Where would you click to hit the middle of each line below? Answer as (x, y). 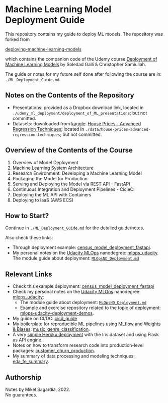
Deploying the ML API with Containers (52, 194)
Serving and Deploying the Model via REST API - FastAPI (71, 184)
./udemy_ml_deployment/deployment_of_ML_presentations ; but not (80, 113)
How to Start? (27, 216)
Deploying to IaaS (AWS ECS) (43, 200)
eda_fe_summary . (31, 362)
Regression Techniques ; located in (48, 129)
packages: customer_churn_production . (54, 351)
